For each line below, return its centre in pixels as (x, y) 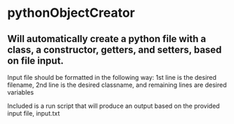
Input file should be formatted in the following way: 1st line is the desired (112, 77)
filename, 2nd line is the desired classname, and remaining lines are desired (117, 85)
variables (20, 92)
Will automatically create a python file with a (107, 39)
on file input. (36, 61)
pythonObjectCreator (71, 13)
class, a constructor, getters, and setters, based (115, 49)
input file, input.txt (34, 113)
